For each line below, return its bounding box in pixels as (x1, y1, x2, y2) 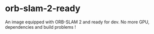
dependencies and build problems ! (5, 24, 77, 30)
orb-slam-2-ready (5, 3, 80, 14)
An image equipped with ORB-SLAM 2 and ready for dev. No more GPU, (5, 19, 150, 25)
